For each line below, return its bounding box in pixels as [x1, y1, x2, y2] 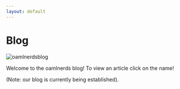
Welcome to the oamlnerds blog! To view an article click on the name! [6, 64, 174, 71]
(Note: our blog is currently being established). [6, 76, 119, 83]
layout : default [6, 8, 46, 15]
